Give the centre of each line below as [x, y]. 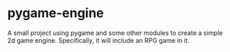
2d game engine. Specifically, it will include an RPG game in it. [99, 40]
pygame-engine [56, 13]
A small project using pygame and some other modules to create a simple [115, 33]
